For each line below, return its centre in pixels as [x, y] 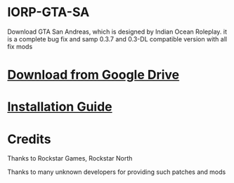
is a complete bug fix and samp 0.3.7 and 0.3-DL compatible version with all [117, 39]
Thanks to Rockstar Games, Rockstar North [70, 158]
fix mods [20, 46]
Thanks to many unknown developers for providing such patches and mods [117, 172]
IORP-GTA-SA [48, 12]
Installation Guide [60, 107]
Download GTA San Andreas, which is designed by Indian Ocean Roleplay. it [117, 32]
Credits [29, 139]
